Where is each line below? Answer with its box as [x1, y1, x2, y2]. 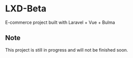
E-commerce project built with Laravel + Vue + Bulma [5, 19, 116, 25]
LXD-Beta [5, 3, 46, 14]
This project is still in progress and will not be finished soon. [5, 47, 129, 53]
